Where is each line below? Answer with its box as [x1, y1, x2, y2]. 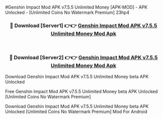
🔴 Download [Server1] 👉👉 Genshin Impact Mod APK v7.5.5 [9, 22, 158, 29]
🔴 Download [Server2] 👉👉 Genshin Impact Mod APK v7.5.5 [9, 54, 158, 61]
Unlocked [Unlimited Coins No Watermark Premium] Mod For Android [5, 109, 148, 115]
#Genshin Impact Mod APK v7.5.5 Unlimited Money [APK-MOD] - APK [5, 4, 148, 10]
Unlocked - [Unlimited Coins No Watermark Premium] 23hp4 [5, 9, 130, 15]
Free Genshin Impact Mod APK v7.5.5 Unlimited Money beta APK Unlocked [5, 88, 158, 94]
